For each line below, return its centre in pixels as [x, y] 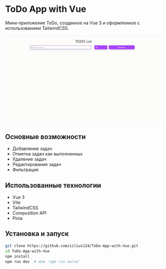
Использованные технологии [53, 185]
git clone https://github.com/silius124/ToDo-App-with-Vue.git [72, 246]
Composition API [29, 213]
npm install [17, 256]
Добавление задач [32, 149]
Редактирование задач [37, 164]
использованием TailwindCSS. [37, 28]
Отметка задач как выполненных [48, 154]
